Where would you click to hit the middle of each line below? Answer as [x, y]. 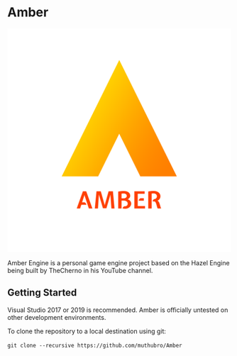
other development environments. [57, 317]
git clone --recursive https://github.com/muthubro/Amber [95, 345]
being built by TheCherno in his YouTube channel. [80, 270]
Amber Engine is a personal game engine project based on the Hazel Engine [118, 262]
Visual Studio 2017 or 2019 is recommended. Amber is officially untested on [118, 310]
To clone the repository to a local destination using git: [87, 331]
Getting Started [42, 293]
